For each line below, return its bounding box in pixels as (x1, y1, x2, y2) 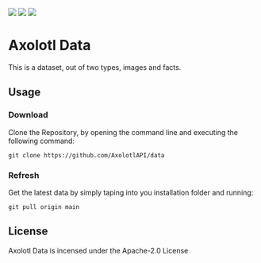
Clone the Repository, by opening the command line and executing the (8, 127, 239, 137)
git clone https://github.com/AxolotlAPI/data (8, 151, 165, 159)
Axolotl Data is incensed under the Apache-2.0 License (8, 246, 189, 255)
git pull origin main (8, 203, 80, 211)
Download (8, 110, 49, 121)
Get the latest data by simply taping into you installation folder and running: (8, 188, 254, 197)
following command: (8, 136, 75, 145)
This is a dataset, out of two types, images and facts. (8, 62, 182, 72)
